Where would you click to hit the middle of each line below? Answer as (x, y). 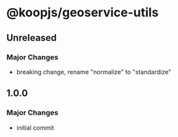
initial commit (35, 127)
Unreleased (32, 38)
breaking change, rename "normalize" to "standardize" (94, 72)
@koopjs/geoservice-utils (82, 13)
